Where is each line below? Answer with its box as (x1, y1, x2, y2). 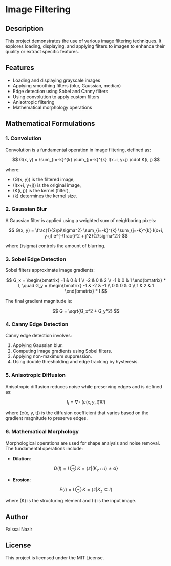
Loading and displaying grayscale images (12, 77, 101, 83)
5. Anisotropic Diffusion (5, 372, 66, 379)
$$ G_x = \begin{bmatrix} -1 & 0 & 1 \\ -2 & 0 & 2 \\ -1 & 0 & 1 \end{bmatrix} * (6, 277, 166, 283)
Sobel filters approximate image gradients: (5, 267, 95, 273)
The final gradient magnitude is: (5, 298, 73, 304)
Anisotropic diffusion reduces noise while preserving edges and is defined (5, 383, 162, 389)
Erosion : (12, 477, 31, 483)
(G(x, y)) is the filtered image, (12, 176, 75, 182)
